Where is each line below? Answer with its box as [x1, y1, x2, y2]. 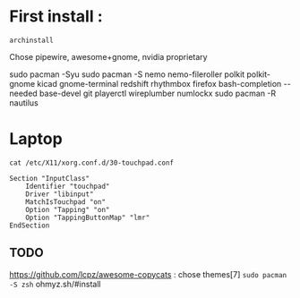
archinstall [9, 36, 54, 45]
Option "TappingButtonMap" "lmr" [25, 213, 150, 222]
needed [9, 88, 38, 98]
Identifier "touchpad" [25, 182, 110, 191]
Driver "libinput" [25, 190, 94, 199]
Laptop [9, 129, 63, 149]
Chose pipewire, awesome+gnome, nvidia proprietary [9, 51, 208, 62]
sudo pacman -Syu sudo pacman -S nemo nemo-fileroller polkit [9, 69, 245, 80]
